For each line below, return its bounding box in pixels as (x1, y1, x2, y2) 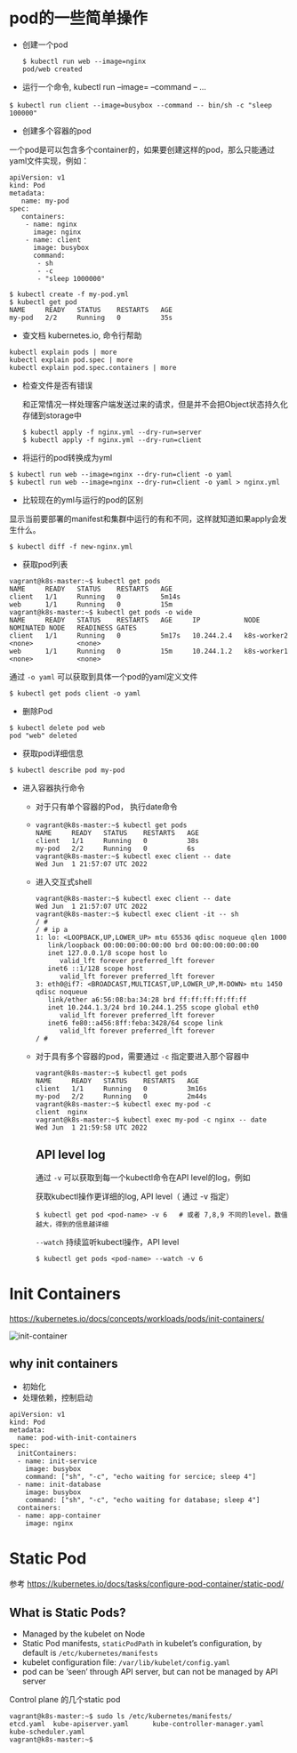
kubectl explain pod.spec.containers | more (9, 363, 177, 372)
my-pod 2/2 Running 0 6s (35, 844, 196, 853)
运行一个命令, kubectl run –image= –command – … (21, 81, 207, 92)
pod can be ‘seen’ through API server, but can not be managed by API (21, 1667, 278, 1677)
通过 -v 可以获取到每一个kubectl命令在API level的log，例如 (35, 1171, 251, 1183)
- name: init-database (17, 1480, 101, 1489)
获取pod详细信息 (21, 748, 84, 759)
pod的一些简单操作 (9, 8, 148, 28)
